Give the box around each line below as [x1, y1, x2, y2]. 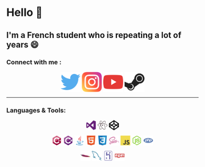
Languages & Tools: [6, 106, 66, 114]
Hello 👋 [6, 6, 43, 20]
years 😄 [6, 39, 39, 50]
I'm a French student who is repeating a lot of [6, 30, 182, 40]
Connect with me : [6, 58, 62, 66]
